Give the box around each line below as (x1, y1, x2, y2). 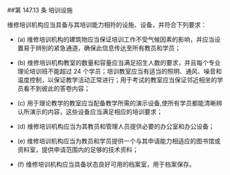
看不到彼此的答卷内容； (23, 85, 90, 92)
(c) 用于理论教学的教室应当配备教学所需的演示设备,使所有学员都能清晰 (17, 99, 216, 107)
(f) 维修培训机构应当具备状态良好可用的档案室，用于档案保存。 (17, 161, 195, 168)
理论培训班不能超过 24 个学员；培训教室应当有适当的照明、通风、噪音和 (17, 68, 222, 75)
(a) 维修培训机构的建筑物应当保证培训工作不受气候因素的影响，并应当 (17, 35, 215, 43)
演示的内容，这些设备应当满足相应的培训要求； (29, 107, 163, 116)
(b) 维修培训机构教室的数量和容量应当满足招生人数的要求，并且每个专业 (17, 59, 221, 67)
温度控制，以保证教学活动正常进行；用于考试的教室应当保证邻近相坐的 (17, 76, 218, 84)
